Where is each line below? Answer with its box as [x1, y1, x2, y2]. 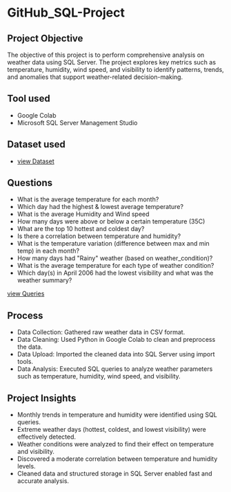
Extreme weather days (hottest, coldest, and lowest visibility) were [17, 426, 207, 434]
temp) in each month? [17, 247, 80, 255]
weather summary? [17, 276, 72, 284]
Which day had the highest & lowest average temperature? [17, 203, 184, 211]
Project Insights [7, 392, 77, 404]
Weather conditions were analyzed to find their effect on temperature [17, 440, 214, 448]
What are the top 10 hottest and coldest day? [17, 225, 145, 233]
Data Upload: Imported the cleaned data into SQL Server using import [17, 350, 215, 358]
